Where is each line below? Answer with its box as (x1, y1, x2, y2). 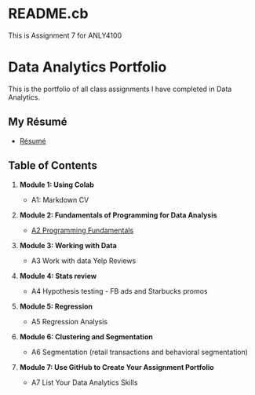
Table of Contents (8, 159, 98, 173)
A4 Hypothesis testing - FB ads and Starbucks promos (31, 286, 208, 295)
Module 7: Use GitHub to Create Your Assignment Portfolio (19, 362, 214, 371)
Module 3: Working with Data (19, 240, 118, 250)
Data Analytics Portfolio (8, 58, 167, 76)
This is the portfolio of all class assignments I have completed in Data (8, 84, 232, 93)
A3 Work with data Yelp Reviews (31, 256, 137, 265)
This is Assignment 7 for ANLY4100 (8, 31, 122, 40)
